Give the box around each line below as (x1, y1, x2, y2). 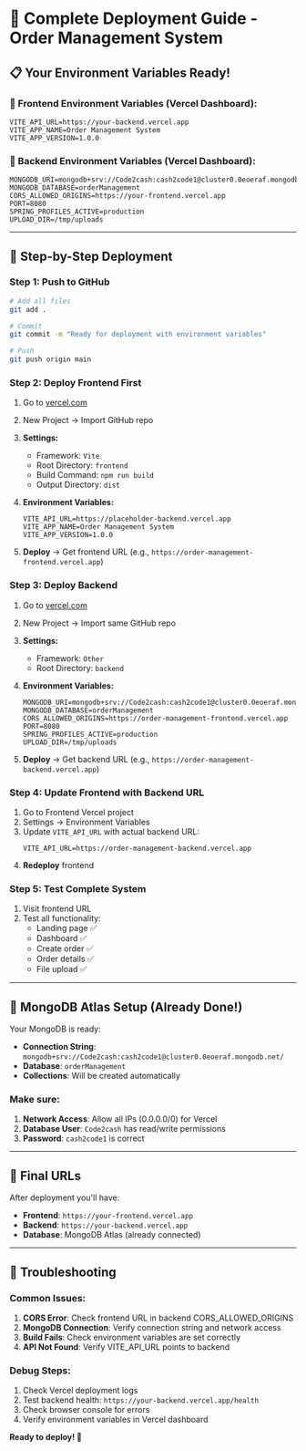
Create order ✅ (36, 943, 94, 954)
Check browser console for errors (22, 1404, 150, 1415)
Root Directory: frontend (36, 460, 128, 471)
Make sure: (9, 1093, 61, 1106)
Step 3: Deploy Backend (9, 579, 118, 592)
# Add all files (9, 296, 71, 306)
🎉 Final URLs (9, 1167, 82, 1184)
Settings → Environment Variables (22, 816, 150, 827)
